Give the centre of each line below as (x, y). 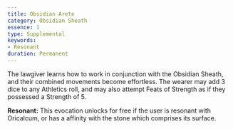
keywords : (22, 41)
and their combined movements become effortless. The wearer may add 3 (116, 81)
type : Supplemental (36, 34)
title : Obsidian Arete (41, 14)
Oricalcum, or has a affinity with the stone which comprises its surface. (112, 118)
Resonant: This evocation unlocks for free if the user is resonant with (109, 110)
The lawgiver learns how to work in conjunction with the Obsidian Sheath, (115, 74)
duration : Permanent (38, 54)
